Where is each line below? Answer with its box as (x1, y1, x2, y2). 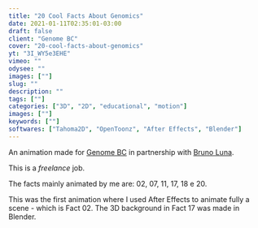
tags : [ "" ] (8, 95, 46, 103)
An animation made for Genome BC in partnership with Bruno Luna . (8, 147, 234, 157)
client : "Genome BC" (8, 34, 79, 43)
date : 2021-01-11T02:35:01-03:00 (8, 19, 122, 28)
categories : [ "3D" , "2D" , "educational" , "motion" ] (8, 102, 187, 110)
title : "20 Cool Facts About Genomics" (8, 11, 144, 20)
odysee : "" (8, 65, 46, 73)
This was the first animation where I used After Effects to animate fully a (8, 194, 250, 204)
